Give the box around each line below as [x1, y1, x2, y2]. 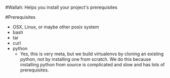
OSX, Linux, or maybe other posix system [12, 24, 99, 30]
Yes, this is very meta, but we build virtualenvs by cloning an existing [20, 51, 164, 57]
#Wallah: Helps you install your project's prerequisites [5, 5, 118, 10]
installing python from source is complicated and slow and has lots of [20, 62, 165, 67]
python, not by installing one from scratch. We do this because [20, 56, 151, 62]
